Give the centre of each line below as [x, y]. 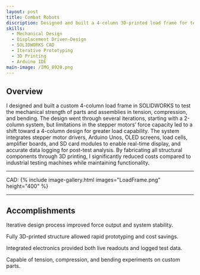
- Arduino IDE [29, 61]
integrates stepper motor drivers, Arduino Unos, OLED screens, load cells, [97, 137]
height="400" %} [27, 186]
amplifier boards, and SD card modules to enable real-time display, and [93, 144]
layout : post [22, 12]
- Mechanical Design [37, 34]
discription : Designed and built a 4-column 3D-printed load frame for [97, 23]
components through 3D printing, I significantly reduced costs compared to [99, 156]
